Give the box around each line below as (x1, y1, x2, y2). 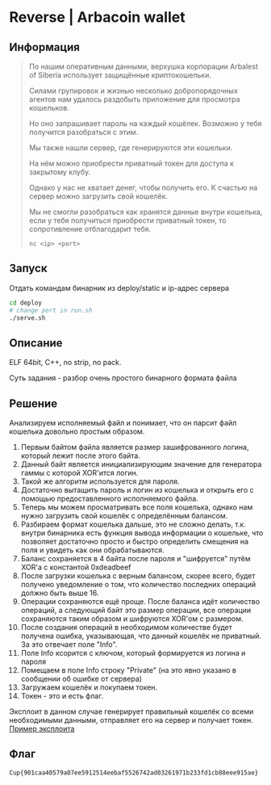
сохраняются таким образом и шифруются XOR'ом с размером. (20, 614, 244, 623)
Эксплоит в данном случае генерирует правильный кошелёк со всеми (9, 707, 254, 716)
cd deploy (9, 299, 43, 307)
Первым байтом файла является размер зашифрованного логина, (20, 443, 249, 452)
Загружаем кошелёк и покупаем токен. (20, 682, 158, 692)
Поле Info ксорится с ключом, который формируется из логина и (20, 649, 246, 658)
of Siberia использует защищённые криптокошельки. (28, 70, 212, 80)
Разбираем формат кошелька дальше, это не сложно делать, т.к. (20, 519, 247, 529)
